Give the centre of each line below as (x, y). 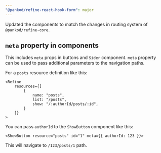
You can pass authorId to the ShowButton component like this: (69, 127)
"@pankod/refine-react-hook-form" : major (50, 10)
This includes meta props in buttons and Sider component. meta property (81, 58)
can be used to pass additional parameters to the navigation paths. (75, 63)
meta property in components (52, 46)
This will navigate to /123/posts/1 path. (46, 145)
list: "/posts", (49, 100)
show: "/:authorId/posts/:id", (65, 104)
